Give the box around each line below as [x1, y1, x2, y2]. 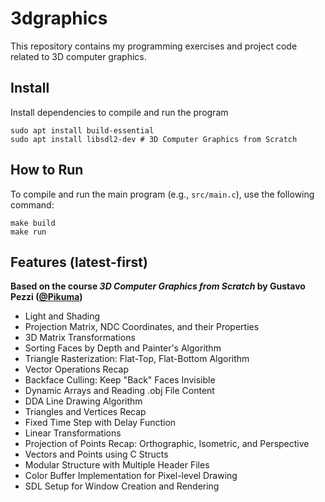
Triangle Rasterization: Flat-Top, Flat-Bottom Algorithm [24, 353, 250, 365]
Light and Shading [24, 310, 101, 322]
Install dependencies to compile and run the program [10, 106, 229, 118]
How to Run [10, 162, 84, 179]
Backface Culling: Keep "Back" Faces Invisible [24, 374, 216, 386]
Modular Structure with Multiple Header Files [24, 459, 210, 471]
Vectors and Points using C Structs [24, 448, 169, 461]
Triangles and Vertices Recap [24, 406, 147, 418]
